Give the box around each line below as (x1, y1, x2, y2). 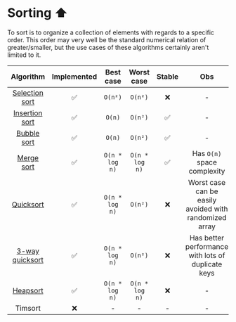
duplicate (191, 259, 223, 269)
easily (197, 195, 217, 205)
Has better (189, 233, 225, 243)
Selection (12, 88, 44, 98)
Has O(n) (192, 148, 222, 158)
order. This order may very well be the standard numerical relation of (7, 35, 206, 44)
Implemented (51, 72, 98, 82)
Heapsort (12, 285, 44, 295)
